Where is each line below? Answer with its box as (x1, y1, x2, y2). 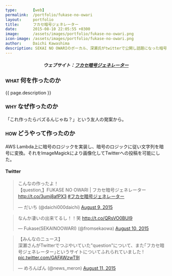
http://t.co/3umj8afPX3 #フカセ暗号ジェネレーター (17, 193, 124, 199)
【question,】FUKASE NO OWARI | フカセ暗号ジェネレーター (17, 187, 146, 193)
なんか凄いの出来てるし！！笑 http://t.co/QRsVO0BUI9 (17, 215, 133, 221)
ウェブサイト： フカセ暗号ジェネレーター (43, 62, 129, 68)
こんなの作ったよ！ (17, 180, 59, 186)
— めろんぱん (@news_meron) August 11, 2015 (17, 265, 116, 271)
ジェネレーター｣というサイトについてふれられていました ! (22, 248, 144, 254)
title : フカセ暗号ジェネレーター (5, 22, 79, 27)
